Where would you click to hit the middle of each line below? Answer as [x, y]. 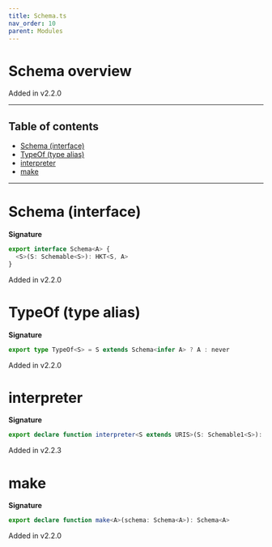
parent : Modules [36, 31]
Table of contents [53, 126]
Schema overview [70, 71]
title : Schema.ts [38, 16]
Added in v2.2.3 [35, 451]
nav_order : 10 [32, 23]
